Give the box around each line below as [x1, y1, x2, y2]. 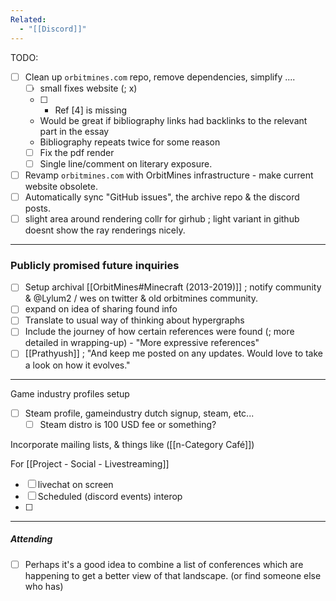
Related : [10, 14, 47, 25]
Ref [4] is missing [54, 104, 128, 116]
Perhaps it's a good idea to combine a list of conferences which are [24, 558, 304, 570]
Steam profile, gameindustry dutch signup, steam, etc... [24, 407, 255, 419]
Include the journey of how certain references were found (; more [24, 326, 295, 338]
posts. [24, 202, 52, 214]
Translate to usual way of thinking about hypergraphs [24, 314, 245, 326]
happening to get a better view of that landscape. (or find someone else [24, 569, 322, 581]
